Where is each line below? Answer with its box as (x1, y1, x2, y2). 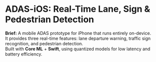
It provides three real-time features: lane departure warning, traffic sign (5, 35, 151, 41)
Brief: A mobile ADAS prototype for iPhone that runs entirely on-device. (5, 30, 152, 36)
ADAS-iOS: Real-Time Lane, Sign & (5, 3, 151, 15)
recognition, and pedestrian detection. (5, 40, 83, 46)
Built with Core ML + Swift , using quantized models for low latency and (5, 46, 151, 52)
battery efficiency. (5, 51, 43, 57)
